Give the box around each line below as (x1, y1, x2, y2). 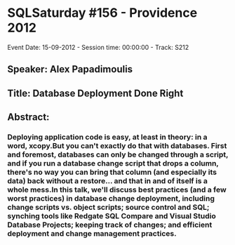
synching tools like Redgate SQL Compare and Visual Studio (7, 211, 216, 221)
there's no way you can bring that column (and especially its (7, 167, 217, 177)
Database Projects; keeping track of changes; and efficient (7, 220, 213, 230)
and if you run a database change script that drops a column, (7, 159, 219, 168)
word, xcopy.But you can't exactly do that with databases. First (7, 141, 227, 151)
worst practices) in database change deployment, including (7, 194, 215, 204)
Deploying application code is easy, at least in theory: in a (7, 132, 208, 142)
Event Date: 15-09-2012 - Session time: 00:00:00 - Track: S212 (7, 43, 189, 51)
